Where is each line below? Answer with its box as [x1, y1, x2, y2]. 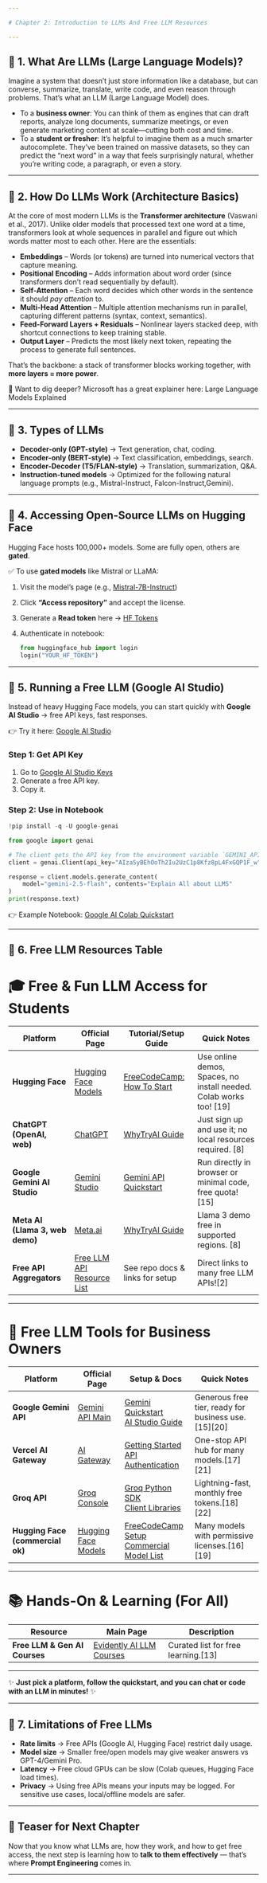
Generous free [194, 1392, 249, 1403]
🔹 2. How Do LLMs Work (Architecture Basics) [8, 190, 240, 203]
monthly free [194, 1487, 242, 1498]
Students [8, 999, 70, 1017]
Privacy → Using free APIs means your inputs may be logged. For [19, 1781, 235, 1791]
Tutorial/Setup [128, 1028, 185, 1039]
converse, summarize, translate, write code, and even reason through [8, 84, 236, 94]
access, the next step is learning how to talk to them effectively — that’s [8, 1850, 247, 1859]
